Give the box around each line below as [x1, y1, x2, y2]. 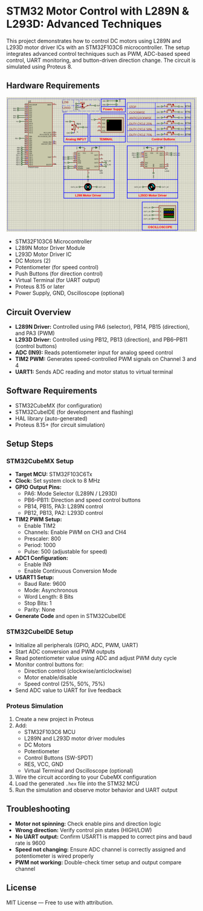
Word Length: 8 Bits [24, 593, 74, 600]
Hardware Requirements [6, 81, 100, 91]
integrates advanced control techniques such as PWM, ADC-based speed [6, 50, 190, 57]
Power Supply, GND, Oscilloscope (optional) [14, 289, 125, 297]
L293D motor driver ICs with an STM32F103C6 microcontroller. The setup [6, 44, 190, 51]
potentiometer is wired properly [14, 852, 94, 859]
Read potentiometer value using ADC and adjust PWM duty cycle [14, 654, 177, 662]
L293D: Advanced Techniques [6, 17, 162, 31]
